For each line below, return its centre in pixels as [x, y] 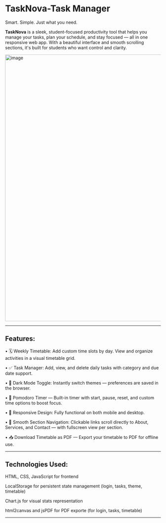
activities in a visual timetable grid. [40, 358]
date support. [19, 373]
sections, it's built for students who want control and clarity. [66, 47]
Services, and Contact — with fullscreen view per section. [64, 427]
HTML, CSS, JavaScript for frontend [42, 476]
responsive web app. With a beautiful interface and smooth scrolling [75, 42]
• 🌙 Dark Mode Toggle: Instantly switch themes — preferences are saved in [82, 383]
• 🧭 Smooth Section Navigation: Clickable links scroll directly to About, [77, 422]
